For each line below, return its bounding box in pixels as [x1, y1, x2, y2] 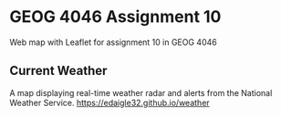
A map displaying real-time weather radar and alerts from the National [9, 87, 273, 98]
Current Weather [9, 63, 108, 79]
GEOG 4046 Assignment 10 [9, 6, 222, 27]
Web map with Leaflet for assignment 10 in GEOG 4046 [9, 37, 217, 48]
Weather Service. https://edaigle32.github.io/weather [9, 97, 210, 108]
